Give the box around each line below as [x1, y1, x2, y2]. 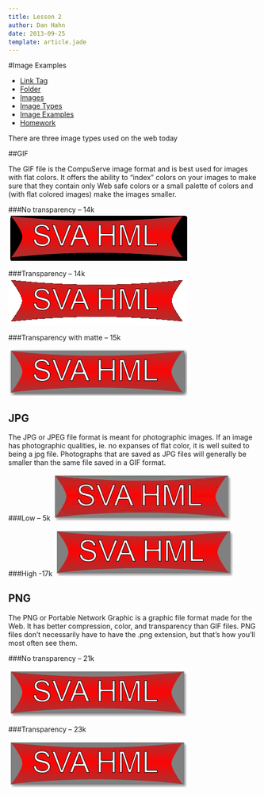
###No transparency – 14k [8, 205, 95, 214]
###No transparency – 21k [8, 653, 95, 662]
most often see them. [8, 638, 78, 647]
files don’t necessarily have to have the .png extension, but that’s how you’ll [8, 629, 255, 639]
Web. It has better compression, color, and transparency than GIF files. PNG [8, 621, 256, 631]
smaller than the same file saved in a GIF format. [8, 458, 166, 467]
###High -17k [8, 569, 53, 578]
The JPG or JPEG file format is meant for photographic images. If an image [8, 432, 253, 442]
